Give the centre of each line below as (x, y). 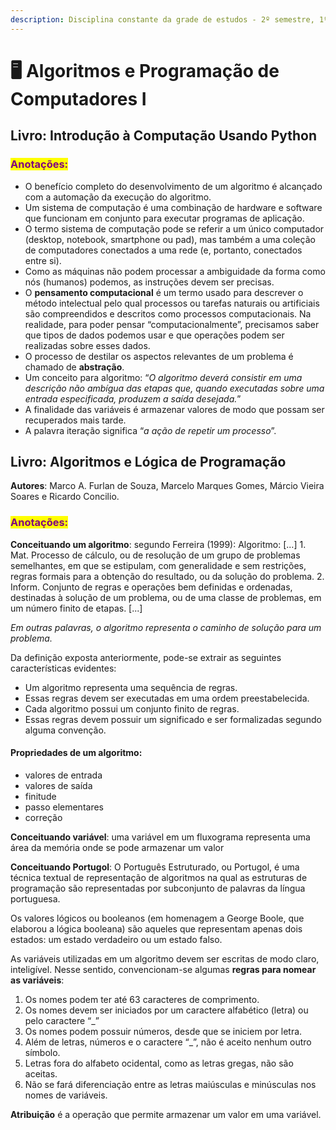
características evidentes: (63, 668)
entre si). (43, 260)
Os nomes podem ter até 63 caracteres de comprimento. (142, 999)
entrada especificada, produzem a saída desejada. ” (133, 398)
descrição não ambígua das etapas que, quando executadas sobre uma (174, 388)
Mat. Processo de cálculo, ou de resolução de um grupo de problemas (155, 555)
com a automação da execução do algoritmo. (118, 197)
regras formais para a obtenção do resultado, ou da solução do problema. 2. (167, 576)
